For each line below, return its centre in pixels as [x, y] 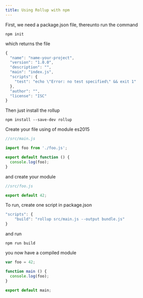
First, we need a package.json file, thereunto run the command [72, 25]
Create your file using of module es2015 [47, 129]
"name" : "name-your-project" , [42, 58]
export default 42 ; [26, 195]
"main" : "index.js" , [32, 72]
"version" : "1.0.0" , [32, 63]
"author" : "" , [25, 91]
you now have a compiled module [41, 253]
